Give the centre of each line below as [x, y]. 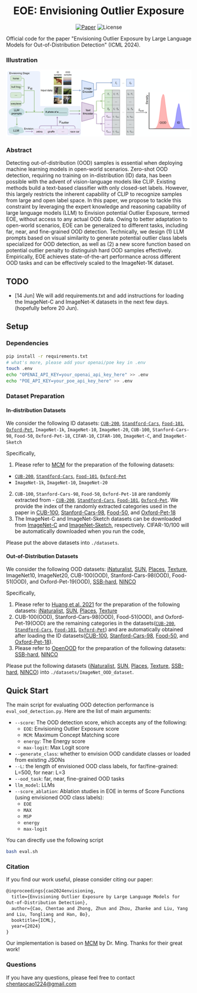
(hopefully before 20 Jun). [46, 308]
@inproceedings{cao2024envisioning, [51, 891]
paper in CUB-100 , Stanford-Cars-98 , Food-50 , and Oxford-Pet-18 [95, 512]
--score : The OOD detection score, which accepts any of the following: [101, 722]
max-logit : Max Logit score [56, 748]
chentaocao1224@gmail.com [41, 984]
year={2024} [26, 927]
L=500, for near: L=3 [40, 772]
